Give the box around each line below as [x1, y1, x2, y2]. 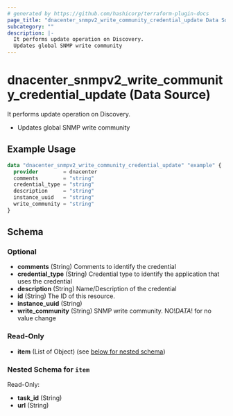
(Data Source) [129, 87, 211, 103]
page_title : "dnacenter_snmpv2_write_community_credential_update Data [7, 17, 218, 24]
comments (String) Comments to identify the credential [17, 263, 177, 271]
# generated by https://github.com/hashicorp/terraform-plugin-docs [7, 10, 209, 17]
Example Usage [7, 144, 76, 155]
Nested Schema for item [7, 365, 90, 374]
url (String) [17, 401, 49, 410]
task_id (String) [17, 394, 62, 402]
